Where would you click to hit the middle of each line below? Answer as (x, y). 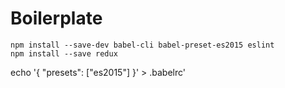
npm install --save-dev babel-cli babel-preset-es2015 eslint (142, 45)
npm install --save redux (64, 53)
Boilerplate (56, 18)
